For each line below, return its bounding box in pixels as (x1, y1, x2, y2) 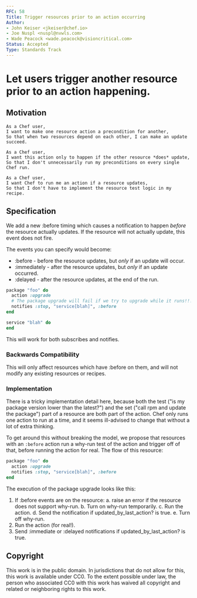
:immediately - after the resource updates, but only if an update (14, 263, 168, 270)
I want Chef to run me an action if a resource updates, (6, 180, 148, 186)
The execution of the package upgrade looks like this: (6, 485, 136, 492)
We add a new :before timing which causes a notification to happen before (6, 221, 186, 229)
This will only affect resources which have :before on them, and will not (6, 364, 178, 371)
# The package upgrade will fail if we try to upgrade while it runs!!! (11, 298, 193, 304)
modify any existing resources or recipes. (6, 369, 107, 377)
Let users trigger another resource (6, 72, 178, 85)
